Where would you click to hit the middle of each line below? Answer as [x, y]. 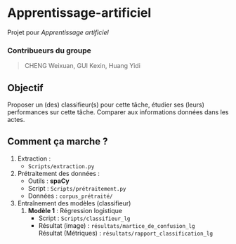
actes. [16, 120]
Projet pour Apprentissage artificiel [58, 32]
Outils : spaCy [49, 181]
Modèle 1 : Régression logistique [75, 210]
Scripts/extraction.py [61, 166]
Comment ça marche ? [58, 142]
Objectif [25, 88]
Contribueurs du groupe [49, 50]
